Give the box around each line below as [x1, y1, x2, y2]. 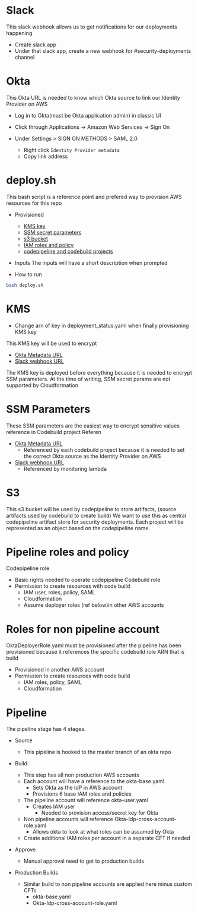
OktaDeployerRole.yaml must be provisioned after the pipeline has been [6, 642, 182, 649]
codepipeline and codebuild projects [23, 248, 113, 255]
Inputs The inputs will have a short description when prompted [14, 259, 168, 266]
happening [6, 29, 33, 36]
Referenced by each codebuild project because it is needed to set [23, 446, 185, 453]
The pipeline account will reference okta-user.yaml [23, 797, 148, 804]
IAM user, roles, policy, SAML [23, 589, 96, 596]
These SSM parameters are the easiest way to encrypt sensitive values [6, 422, 180, 429]
